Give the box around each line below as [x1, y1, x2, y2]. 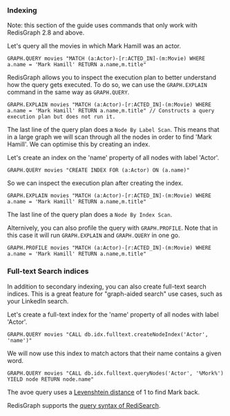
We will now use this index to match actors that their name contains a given [7, 349, 222, 357]
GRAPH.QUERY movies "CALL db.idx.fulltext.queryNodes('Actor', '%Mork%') [7, 370, 224, 377]
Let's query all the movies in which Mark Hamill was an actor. [7, 42, 182, 50]
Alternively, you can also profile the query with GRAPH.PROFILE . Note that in [7, 224, 218, 232]
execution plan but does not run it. [7, 113, 116, 121]
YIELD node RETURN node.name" [7, 375, 95, 383]
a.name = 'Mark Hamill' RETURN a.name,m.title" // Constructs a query [7, 108, 215, 115]
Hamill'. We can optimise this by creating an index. [7, 140, 151, 148]
